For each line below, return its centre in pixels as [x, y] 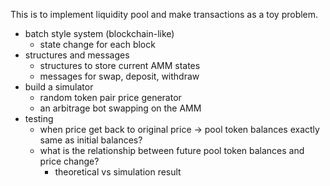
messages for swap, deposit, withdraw [119, 76]
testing [39, 118]
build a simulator [59, 87]
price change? [69, 161]
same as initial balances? [91, 140]
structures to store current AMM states [120, 65]
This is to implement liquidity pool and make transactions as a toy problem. [164, 14]
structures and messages [77, 55]
